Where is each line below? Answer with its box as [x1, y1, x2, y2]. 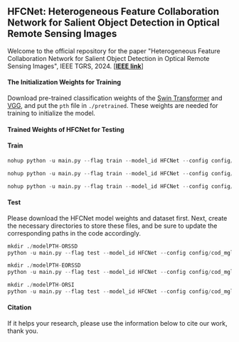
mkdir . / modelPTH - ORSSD [7, 243, 78, 250]
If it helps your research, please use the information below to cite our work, [7, 319, 228, 328]
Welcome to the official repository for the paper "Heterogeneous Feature [7, 46, 221, 55]
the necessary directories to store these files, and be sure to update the [7, 221, 218, 230]
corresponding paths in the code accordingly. [7, 228, 141, 237]
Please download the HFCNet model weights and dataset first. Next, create [7, 214, 228, 222]
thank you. [7, 326, 38, 336]
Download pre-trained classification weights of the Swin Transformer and [7, 94, 223, 102]
